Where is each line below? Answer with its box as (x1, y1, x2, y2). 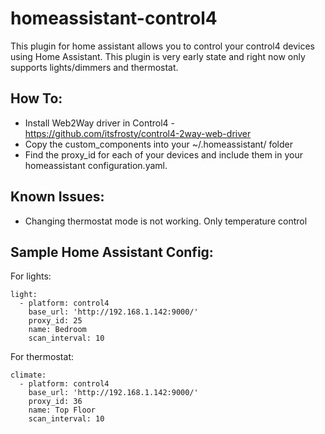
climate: (10, 370, 47, 381)
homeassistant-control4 (10, 7, 218, 30)
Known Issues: (10, 188, 105, 206)
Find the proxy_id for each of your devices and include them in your (24, 148, 303, 161)
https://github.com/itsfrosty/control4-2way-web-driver (24, 127, 252, 139)
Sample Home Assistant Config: (10, 243, 214, 261)
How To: (10, 90, 63, 107)
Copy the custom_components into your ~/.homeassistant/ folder (24, 138, 293, 150)
